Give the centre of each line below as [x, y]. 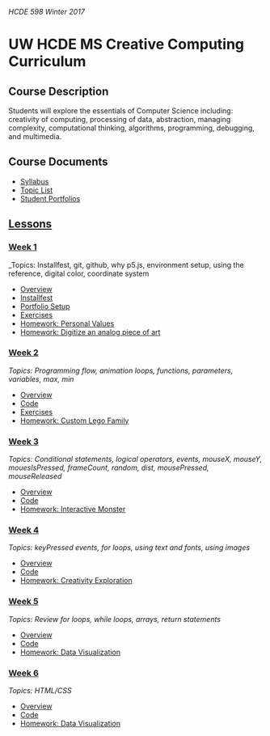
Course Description [59, 91]
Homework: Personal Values [67, 324]
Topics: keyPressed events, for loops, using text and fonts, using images [129, 548]
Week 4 [24, 531]
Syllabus [34, 181]
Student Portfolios [50, 198]
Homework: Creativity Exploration [76, 581]
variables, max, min [41, 379]
